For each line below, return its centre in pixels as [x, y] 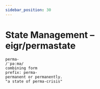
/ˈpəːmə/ [15, 64]
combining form [21, 68]
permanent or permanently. [34, 77]
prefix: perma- [21, 72]
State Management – [50, 35]
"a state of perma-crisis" [34, 81]
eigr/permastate [41, 46]
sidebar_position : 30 [28, 10]
